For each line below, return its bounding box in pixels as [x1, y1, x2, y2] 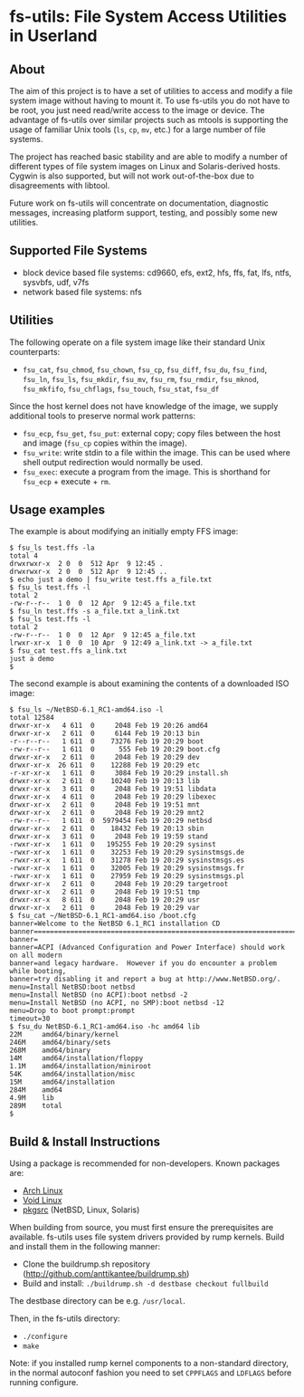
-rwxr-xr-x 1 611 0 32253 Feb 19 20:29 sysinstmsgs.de [9, 848, 245, 857]
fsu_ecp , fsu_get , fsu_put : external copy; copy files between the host [22, 427, 280, 438]
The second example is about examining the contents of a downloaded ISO [9, 678, 290, 689]
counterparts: [9, 346, 61, 357]
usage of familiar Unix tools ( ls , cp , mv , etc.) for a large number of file [9, 124, 266, 135]
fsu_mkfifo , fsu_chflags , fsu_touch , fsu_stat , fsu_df [22, 383, 220, 394]
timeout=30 [9, 1014, 51, 1024]
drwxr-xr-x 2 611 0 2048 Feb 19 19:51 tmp [9, 887, 201, 897]
